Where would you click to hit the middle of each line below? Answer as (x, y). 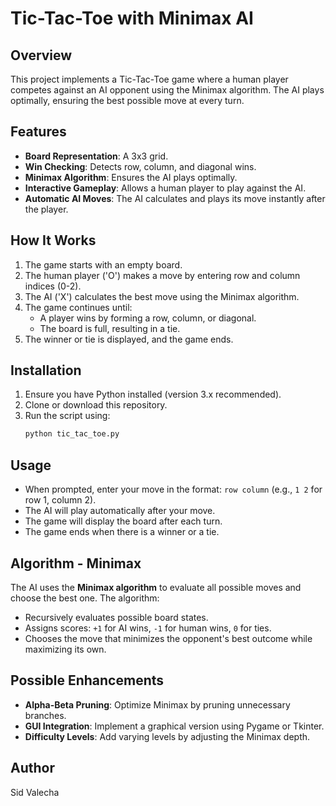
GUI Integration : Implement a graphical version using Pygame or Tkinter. (174, 726)
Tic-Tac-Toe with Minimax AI (132, 18)
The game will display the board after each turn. (123, 521)
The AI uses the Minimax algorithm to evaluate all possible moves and (156, 587)
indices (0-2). (53, 286)
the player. (46, 209)
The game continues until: (78, 307)
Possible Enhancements (87, 680)
